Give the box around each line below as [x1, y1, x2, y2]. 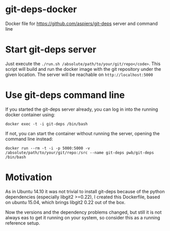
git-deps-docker [5, 4, 77, 15]
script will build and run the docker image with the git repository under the [5, 66, 161, 72]
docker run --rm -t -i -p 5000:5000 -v [5, 145, 90, 151]
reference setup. [5, 220, 40, 226]
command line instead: [5, 136, 53, 142]
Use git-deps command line [5, 89, 125, 101]
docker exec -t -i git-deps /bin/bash [5, 121, 88, 126]
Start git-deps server [5, 44, 96, 56]
